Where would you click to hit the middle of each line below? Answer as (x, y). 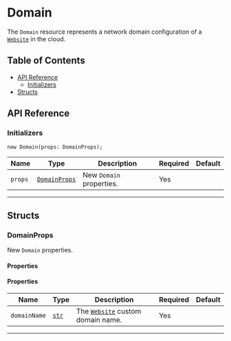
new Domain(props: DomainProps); (55, 147)
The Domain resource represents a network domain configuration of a (104, 32)
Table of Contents (46, 61)
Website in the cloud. (36, 38)
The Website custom (109, 311)
